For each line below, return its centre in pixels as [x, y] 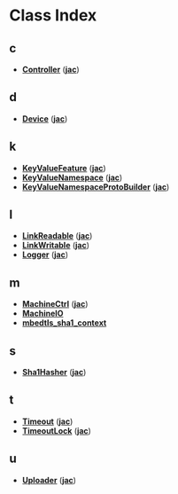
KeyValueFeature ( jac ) [64, 168]
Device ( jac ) [45, 118]
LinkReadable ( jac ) [57, 236]
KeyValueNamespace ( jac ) [72, 177]
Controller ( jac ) [50, 69]
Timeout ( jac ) [47, 421]
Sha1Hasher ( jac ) [54, 372]
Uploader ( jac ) [49, 480]
